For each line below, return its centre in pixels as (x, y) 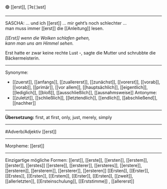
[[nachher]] (24, 103)
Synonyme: (17, 72)
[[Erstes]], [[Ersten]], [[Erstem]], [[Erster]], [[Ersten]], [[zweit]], (69, 176)
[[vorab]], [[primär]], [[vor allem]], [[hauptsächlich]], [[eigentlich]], (80, 87)
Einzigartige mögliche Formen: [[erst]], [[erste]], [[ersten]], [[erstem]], (77, 160)
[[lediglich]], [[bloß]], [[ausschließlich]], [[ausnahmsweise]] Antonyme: (85, 93)
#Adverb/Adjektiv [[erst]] (31, 131)
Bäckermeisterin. (22, 58)
